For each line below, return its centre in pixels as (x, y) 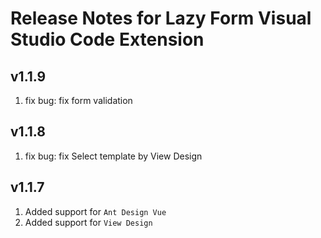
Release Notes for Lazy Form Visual (161, 18)
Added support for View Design (88, 222)
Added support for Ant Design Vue (95, 211)
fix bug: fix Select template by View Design (113, 156)
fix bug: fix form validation (78, 100)
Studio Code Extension (107, 39)
